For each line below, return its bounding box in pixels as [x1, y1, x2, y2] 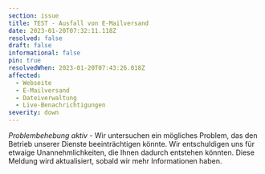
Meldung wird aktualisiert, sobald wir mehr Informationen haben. [8, 156, 222, 165]
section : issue [8, 11, 59, 20]
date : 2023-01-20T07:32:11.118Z [8, 26, 116, 34]
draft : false [8, 42, 52, 50]
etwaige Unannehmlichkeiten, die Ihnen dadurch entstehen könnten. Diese [8, 148, 255, 157]
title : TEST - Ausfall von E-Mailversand [8, 19, 149, 27]
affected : [8, 71, 42, 79]
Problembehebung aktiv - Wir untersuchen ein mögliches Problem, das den [8, 131, 258, 140]
